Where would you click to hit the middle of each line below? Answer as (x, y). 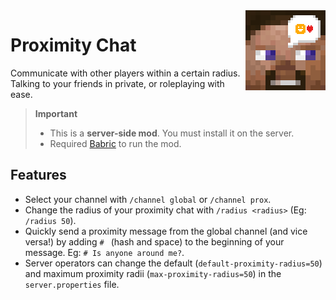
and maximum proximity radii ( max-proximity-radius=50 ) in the (153, 273)
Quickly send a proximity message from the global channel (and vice (166, 231)
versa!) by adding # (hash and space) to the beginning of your (154, 241)
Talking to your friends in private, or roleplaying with (117, 83)
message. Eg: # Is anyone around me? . (104, 252)
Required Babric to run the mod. (115, 143)
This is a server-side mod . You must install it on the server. (172, 133)
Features (38, 175)
